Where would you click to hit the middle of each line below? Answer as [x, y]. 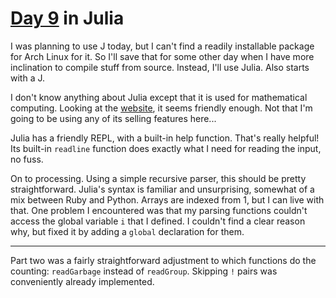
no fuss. [27, 159]
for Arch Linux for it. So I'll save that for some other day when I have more [162, 56]
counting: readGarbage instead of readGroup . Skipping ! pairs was [144, 271]
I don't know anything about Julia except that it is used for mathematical [159, 97]
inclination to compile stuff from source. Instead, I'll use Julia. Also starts [160, 67]
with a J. [27, 78]
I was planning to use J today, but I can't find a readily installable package [162, 46]
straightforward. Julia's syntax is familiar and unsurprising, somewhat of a [162, 189]
